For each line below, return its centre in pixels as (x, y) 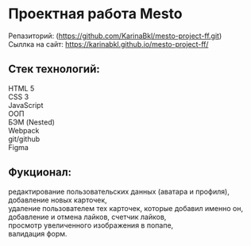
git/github (24, 139)
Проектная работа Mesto (95, 14)
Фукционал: (40, 173)
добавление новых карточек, (58, 200)
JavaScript (26, 105)
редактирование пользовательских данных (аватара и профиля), (119, 191)
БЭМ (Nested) (32, 122)
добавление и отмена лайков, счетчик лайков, (87, 217)
